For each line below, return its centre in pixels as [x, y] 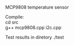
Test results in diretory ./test [35, 37]
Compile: [15, 17]
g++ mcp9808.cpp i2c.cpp [33, 27]
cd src [12, 22]
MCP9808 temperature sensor [37, 7]
